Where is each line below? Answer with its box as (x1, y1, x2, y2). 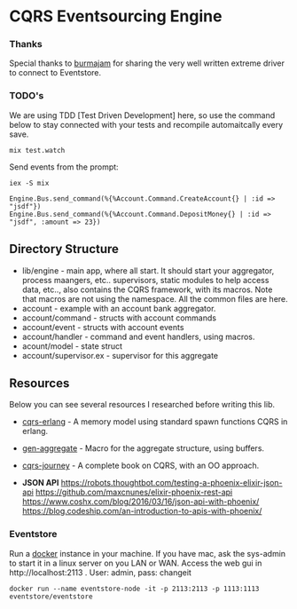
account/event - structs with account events (21, 321, 184, 332)
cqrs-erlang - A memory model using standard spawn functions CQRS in (21, 416, 288, 427)
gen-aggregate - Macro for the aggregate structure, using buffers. (21, 443, 264, 454)
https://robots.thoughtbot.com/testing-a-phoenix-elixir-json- (60, 478, 283, 488)
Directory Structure (9, 241, 120, 257)
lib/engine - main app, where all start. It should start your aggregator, (21, 265, 275, 276)
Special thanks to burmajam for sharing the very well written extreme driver (9, 58, 285, 68)
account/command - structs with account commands (21, 312, 217, 323)
